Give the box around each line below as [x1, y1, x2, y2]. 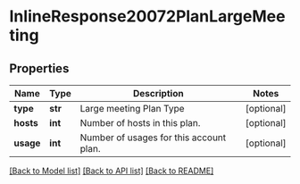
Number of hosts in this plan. [79, 117, 201, 129]
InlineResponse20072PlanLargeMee [9, 6, 286, 27]
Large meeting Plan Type [79, 103, 185, 114]
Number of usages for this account [79, 131, 227, 144]
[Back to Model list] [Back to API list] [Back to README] [9, 165, 214, 176]
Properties [9, 61, 70, 76]
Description [132, 88, 185, 99]
